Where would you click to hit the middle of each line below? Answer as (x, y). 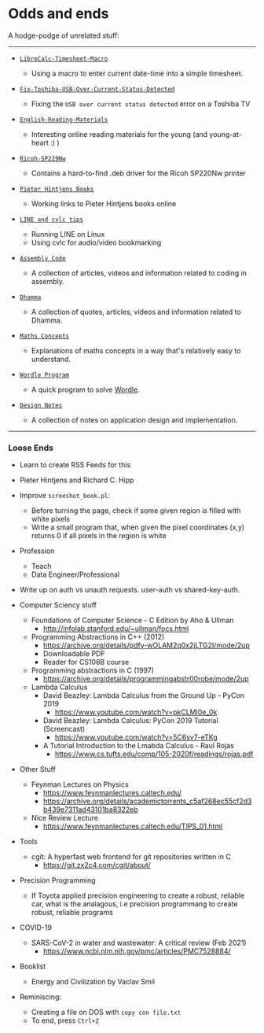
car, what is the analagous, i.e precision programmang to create (134, 904)
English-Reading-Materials (64, 120)
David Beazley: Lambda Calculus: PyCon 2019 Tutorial (130, 721)
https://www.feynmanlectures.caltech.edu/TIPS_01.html (133, 826)
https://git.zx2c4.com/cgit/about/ (97, 865)
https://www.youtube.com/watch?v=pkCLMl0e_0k (136, 712)
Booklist (33, 967)
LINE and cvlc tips (51, 220)
